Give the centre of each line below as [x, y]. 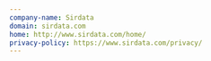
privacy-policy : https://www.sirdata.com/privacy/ [106, 43]
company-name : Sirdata [52, 17]
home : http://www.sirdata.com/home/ [78, 34]
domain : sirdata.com [48, 26]
